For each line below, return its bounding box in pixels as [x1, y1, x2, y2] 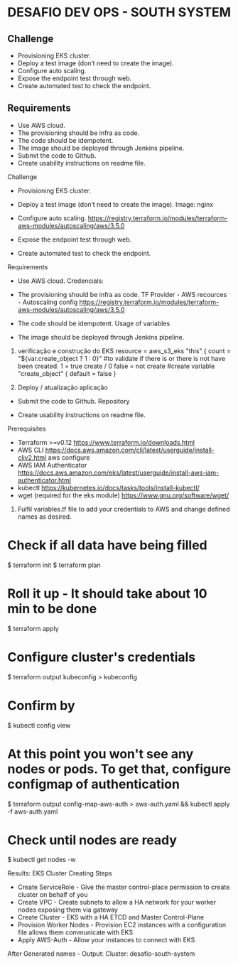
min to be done [7, 600, 97, 617]
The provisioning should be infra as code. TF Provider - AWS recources [17, 290, 227, 298]
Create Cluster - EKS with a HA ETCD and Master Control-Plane [17, 913, 205, 922]
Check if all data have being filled [7, 537, 207, 553]
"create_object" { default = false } [17, 369, 117, 377]
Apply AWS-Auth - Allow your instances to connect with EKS [17, 936, 195, 944]
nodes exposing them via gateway [17, 905, 119, 914]
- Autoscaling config [17, 298, 78, 306]
